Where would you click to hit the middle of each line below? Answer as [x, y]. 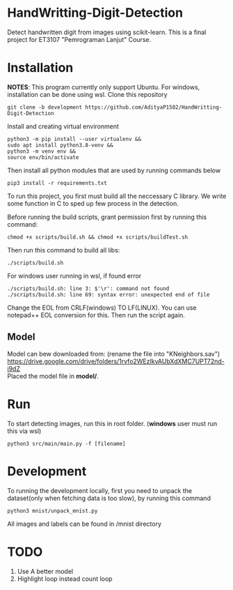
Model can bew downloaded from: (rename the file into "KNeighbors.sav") [114, 354]
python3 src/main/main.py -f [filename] [67, 444]
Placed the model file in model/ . [53, 376]
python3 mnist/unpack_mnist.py [53, 510]
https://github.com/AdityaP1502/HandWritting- [153, 107]
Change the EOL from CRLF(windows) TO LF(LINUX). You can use [102, 308]
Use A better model [45, 571]
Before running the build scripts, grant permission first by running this [107, 217]
